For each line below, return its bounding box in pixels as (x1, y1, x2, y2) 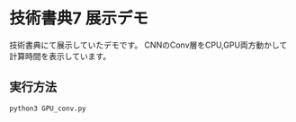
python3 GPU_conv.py (9, 104, 87, 113)
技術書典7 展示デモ (9, 8, 148, 29)
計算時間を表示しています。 (9, 50, 112, 61)
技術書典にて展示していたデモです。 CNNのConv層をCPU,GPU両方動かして (9, 39, 288, 50)
